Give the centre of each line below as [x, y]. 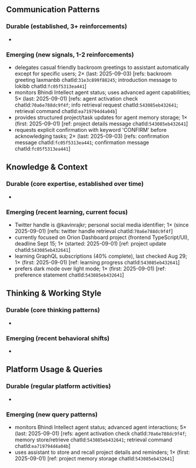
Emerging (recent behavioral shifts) [58, 338]
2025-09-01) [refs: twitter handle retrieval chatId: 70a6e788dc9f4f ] [94, 231]
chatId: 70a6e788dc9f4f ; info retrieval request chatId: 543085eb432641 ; [96, 105]
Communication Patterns [53, 10]
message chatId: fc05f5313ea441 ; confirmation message [82, 142]
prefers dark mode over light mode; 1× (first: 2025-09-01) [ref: [90, 268]
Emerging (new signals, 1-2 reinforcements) [70, 54]
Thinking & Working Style [54, 293]
